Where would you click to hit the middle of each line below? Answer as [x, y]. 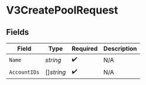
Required [85, 49]
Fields [18, 32]
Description [120, 49]
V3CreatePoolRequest [62, 10]
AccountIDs [24, 72]
